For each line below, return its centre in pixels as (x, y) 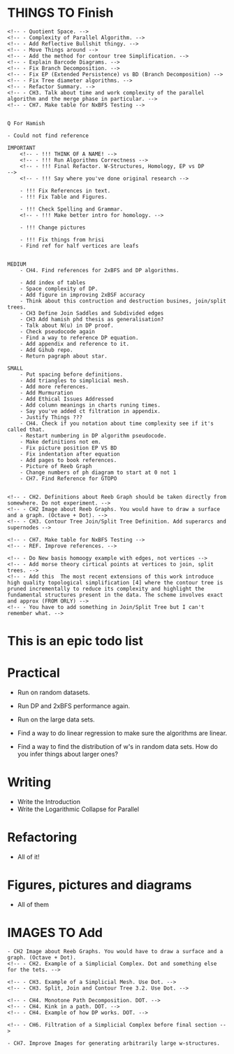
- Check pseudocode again (58, 331)
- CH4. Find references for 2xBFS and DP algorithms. (100, 270)
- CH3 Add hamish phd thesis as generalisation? (92, 319)
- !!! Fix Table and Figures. (64, 197)
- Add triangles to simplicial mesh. (75, 380)
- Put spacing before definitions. (72, 374)
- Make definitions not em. (60, 442)
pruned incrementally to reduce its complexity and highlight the (106, 589)
